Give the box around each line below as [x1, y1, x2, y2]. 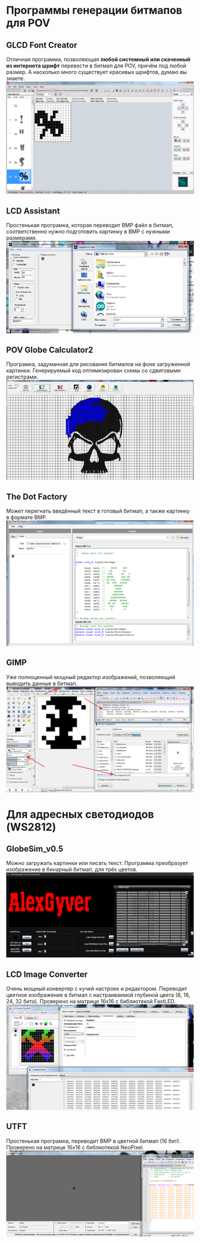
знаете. [6, 75, 25, 82]
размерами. [6, 234, 37, 241]
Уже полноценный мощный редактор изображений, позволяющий [6, 673, 176, 680]
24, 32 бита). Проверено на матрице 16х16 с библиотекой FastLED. [6, 998, 176, 1005]
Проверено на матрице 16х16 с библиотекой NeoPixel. [6, 1143, 144, 1151]
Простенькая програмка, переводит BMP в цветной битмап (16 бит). [6, 1137, 181, 1145]
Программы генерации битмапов [6, 4, 183, 17]
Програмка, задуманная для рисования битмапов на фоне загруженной [6, 361, 190, 368]
